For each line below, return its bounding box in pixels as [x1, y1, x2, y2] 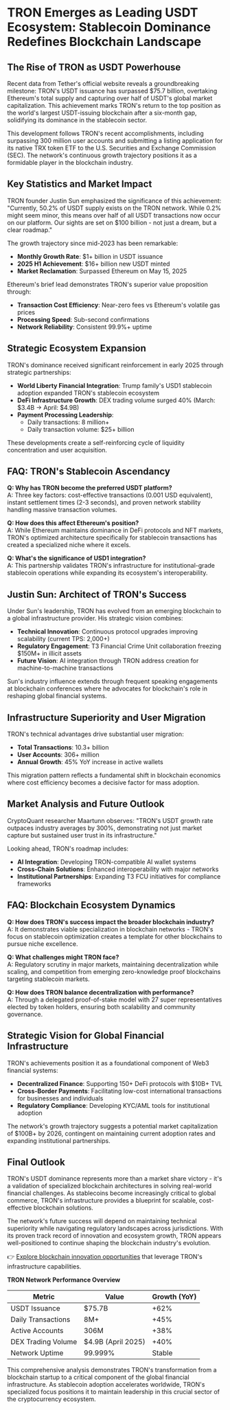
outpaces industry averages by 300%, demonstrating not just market [7, 824, 203, 832]
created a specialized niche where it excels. [7, 541, 131, 549]
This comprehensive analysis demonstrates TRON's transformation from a [7, 1366, 218, 1374]
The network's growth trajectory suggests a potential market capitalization [7, 1122, 218, 1130]
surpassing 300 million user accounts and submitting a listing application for [7, 137, 223, 145]
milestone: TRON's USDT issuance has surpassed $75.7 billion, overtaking [7, 87, 218, 95]
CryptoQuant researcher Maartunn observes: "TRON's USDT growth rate [7, 816, 214, 824]
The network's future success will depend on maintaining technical [7, 1217, 197, 1225]
